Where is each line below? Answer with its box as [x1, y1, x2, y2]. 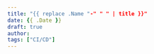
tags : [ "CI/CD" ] [7, 36, 55, 43]
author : [7, 29, 31, 37]
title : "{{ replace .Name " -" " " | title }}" [7, 10, 148, 18]
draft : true [7, 23, 43, 30]
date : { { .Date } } [7, 17, 62, 24]
